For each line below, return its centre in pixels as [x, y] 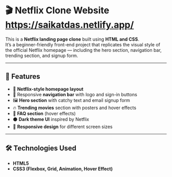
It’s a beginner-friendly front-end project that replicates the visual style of [83, 44]
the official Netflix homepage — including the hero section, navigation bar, [84, 50]
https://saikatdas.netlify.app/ [70, 25]
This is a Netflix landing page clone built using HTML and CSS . [72, 39]
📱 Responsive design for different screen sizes [62, 127]
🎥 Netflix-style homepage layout [48, 89]
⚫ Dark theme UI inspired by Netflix [51, 119]
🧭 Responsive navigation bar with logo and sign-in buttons [75, 94]
